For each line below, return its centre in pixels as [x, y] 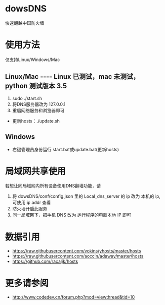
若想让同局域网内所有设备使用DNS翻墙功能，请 [53, 186]
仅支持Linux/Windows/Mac [33, 60]
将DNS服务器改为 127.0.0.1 [39, 104]
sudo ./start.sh [27, 98]
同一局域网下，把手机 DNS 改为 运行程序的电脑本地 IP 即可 [72, 215]
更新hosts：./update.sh [36, 121]
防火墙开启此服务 [30, 209]
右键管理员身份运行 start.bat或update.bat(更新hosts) [66, 149]
